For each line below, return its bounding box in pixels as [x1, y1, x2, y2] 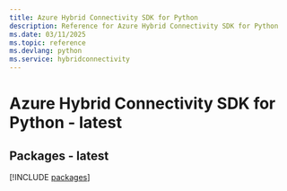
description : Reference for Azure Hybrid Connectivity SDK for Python [9, 22, 279, 30]
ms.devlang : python [9, 47, 83, 56]
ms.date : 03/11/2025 [9, 30, 87, 39]
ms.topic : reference [9, 38, 87, 48]
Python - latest [9, 113, 123, 133]
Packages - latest [9, 148, 109, 163]
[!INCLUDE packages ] [9, 172, 91, 182]
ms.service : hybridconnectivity [9, 55, 130, 64]
